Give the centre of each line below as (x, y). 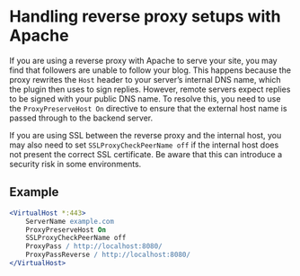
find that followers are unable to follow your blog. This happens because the (150, 70)
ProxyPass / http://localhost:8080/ (94, 246)
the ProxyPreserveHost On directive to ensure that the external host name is (148, 108)
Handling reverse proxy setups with (145, 17)
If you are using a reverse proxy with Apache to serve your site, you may (143, 60)
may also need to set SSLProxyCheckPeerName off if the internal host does (144, 145)
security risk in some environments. (75, 164)
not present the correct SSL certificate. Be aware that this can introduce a (146, 154)
